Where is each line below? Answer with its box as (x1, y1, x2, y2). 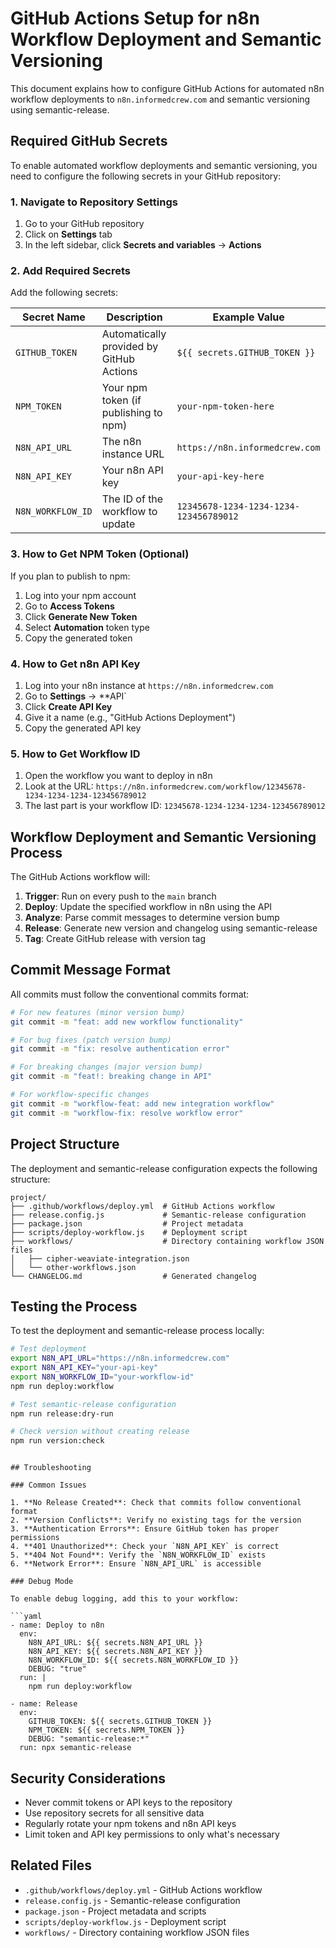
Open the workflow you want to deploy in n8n (24, 770, 213, 782)
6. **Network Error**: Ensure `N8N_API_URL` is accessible (10, 1559, 262, 1569)
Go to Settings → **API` (24, 690, 127, 702)
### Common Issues (10, 1480, 87, 1491)
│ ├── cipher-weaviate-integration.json (10, 1253, 190, 1264)
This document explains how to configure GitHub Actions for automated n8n (10, 82, 325, 94)
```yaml (10, 1612, 43, 1622)
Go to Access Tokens (24, 600, 115, 612)
